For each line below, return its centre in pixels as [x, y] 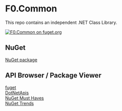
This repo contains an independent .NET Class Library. [61, 22]
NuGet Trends [19, 103]
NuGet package [21, 60]
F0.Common [31, 9]
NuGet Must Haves [24, 98]
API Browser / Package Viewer [53, 75]
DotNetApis [17, 93]
